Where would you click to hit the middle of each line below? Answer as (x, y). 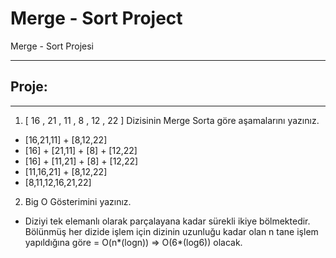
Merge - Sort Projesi (52, 46)
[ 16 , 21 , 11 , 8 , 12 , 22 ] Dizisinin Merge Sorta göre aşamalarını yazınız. (172, 120)
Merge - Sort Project (96, 18)
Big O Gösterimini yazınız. (78, 201)
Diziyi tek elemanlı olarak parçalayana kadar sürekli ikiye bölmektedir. (167, 221)
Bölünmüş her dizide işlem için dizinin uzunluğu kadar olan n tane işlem (171, 231)
